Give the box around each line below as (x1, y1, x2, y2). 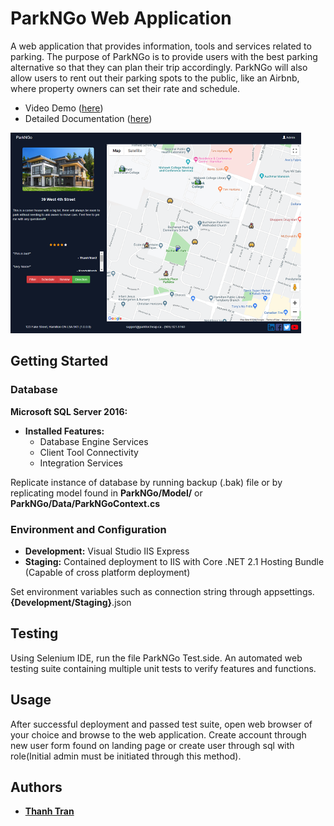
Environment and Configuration (10, 522, 167, 536)
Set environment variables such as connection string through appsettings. (10, 585, 315, 597)
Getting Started (10, 353, 109, 370)
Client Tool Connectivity (39, 446, 139, 458)
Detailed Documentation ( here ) (24, 112, 153, 124)
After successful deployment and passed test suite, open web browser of (10, 718, 313, 730)
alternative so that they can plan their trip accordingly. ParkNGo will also (10, 61, 308, 73)
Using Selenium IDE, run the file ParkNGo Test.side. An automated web (10, 652, 303, 664)
